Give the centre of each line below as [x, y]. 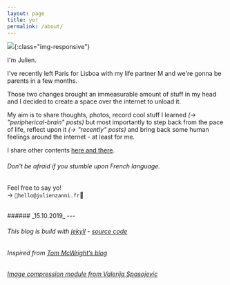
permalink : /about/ [35, 26]
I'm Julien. [22, 60]
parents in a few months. [42, 81]
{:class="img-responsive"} [52, 47]
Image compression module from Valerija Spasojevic [83, 274]
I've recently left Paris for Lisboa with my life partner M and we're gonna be [115, 74]
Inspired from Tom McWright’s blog [57, 253]
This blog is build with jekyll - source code [67, 231]
